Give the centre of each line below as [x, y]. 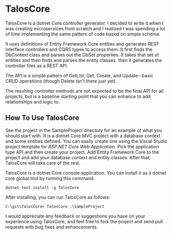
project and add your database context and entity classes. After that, [78, 157]
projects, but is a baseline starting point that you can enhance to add [78, 96]
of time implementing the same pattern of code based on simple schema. [83, 34]
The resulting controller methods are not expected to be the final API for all [84, 91]
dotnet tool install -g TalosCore [42, 187]
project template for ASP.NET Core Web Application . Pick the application [82, 146]
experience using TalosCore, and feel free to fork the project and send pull [84, 221]
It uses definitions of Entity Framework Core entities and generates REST [82, 44]
